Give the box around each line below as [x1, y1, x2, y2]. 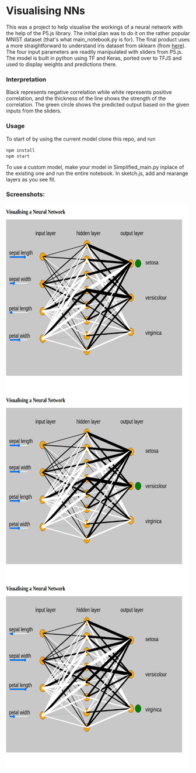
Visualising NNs [6, 4, 86, 18]
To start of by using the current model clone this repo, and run [6, 135, 156, 142]
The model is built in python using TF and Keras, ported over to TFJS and [6, 54, 182, 61]
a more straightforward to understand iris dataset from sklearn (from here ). [6, 42, 186, 49]
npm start [6, 153, 30, 159]
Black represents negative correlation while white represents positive [6, 89, 172, 96]
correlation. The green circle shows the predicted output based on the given [6, 101, 190, 108]
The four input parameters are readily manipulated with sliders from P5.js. [6, 48, 183, 55]
